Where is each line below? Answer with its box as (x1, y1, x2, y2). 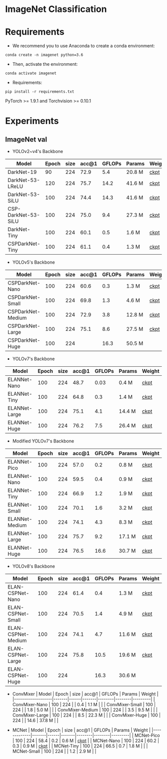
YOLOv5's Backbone (12, 259, 55, 265)
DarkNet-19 (7, 168, 37, 175)
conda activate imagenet (5, 71, 57, 76)
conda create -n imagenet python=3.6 (5, 52, 83, 58)
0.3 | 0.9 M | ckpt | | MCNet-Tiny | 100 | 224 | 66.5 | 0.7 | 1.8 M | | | (12, 743, 148, 749)
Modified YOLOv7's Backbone (12, 438, 75, 444)
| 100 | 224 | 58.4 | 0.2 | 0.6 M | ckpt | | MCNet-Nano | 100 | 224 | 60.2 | (12, 738, 160, 744)
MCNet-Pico (134, 733, 160, 739)
